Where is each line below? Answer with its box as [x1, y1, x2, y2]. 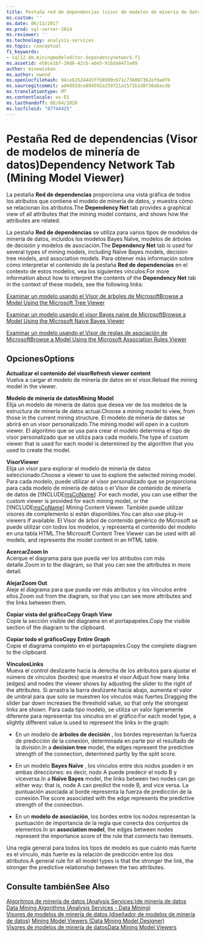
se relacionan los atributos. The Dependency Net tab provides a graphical [6, 204, 191, 211]
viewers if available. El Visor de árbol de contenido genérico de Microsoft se [6, 517, 198, 524]
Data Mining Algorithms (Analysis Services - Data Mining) [6, 904, 151, 911]
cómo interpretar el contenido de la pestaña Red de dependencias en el [6, 261, 188, 269]
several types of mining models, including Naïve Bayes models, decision [6, 248, 188, 255]
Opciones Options [6, 353, 75, 364]
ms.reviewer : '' [6, 32, 48, 38]
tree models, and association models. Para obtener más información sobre [6, 255, 194, 262]
